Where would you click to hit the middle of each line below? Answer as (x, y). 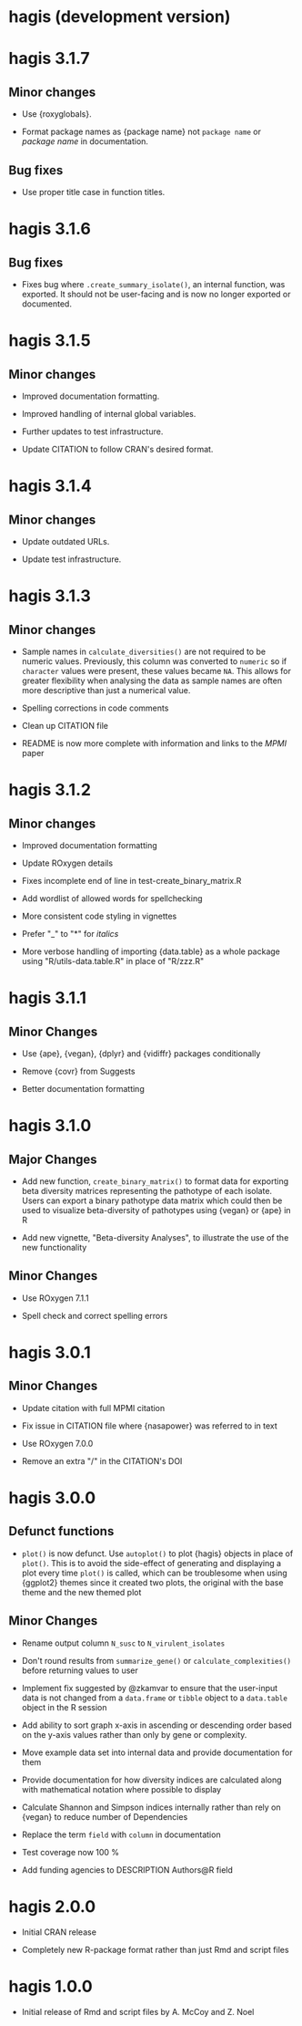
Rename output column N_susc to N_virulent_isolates (123, 1643)
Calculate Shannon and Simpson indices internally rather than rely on (151, 1807)
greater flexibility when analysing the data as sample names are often (152, 681)
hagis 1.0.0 (50, 1986)
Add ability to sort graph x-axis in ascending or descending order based (156, 1725)
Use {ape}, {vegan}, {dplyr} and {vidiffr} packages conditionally (141, 1054)
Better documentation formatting (83, 1089)
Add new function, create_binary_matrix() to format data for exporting (155, 1181)
